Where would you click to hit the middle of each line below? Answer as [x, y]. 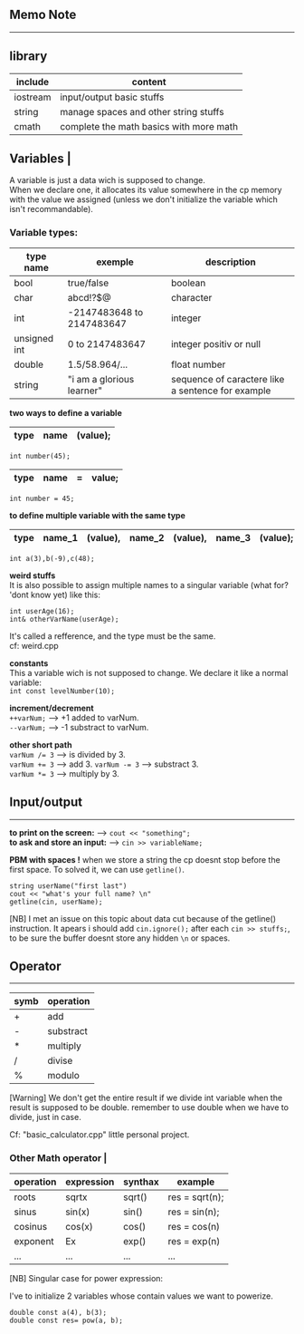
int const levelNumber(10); [62, 691]
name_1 [61, 537]
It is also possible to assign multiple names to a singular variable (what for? [149, 585]
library [28, 57]
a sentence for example [221, 391]
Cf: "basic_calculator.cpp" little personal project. [100, 1135]
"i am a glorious [101, 379]
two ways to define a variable [66, 412]
